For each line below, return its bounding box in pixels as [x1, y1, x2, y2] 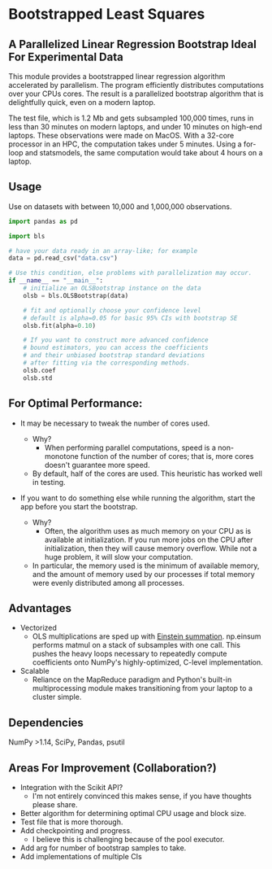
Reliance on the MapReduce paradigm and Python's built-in [32, 675, 232, 684]
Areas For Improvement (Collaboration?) [8, 761, 217, 775]
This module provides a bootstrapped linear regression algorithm [8, 72, 226, 81]
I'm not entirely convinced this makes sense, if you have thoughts [32, 791, 252, 801]
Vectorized [19, 623, 57, 633]
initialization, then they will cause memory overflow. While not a [44, 543, 257, 553]
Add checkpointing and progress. [19, 825, 132, 835]
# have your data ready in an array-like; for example [8, 247, 198, 255]
